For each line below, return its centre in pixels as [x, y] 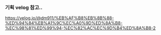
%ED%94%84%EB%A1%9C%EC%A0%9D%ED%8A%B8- [64, 23]
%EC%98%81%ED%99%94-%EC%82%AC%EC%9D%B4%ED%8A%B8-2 [80, 28]
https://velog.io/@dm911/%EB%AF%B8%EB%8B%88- [59, 18]
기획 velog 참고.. [24, 7]
